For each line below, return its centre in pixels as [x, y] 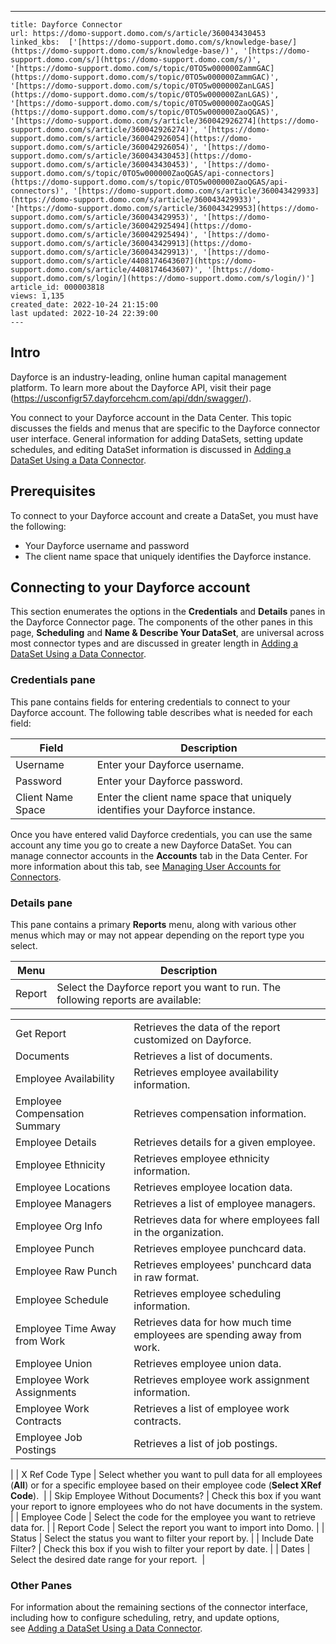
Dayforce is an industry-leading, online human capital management [148, 377]
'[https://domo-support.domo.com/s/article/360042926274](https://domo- [165, 121]
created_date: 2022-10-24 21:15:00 [84, 305]
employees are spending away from [217, 1335]
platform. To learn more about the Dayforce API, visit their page [141, 387]
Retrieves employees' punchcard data [222, 1265]
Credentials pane [53, 680]
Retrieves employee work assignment [221, 1380]
